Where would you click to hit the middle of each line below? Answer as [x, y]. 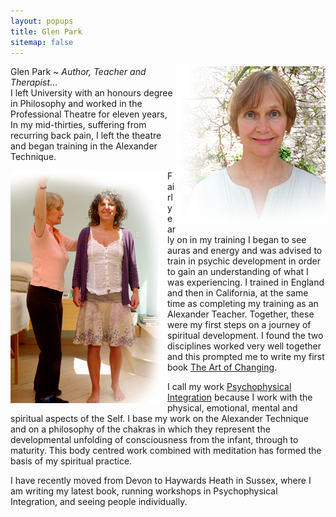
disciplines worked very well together [244, 346]
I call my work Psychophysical [229, 387]
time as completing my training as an [243, 304]
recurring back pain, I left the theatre [86, 136]
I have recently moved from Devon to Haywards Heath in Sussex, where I [161, 481]
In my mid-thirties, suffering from [78, 125]
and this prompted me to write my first [246, 357]
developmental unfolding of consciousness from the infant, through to [154, 440]
